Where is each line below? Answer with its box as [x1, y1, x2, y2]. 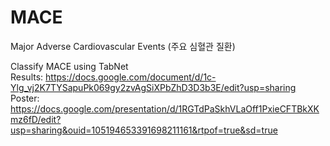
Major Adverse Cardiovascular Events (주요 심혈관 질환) [10, 40, 236, 52]
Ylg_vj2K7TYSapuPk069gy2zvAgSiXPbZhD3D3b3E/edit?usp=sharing [10, 81, 297, 93]
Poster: [10, 92, 40, 104]
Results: [10, 71, 44, 83]
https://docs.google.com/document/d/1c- [45, 71, 217, 83]
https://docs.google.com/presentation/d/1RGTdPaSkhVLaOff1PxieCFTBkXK [10, 102, 320, 115]
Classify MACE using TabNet [10, 60, 129, 72]
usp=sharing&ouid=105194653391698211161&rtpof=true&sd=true [10, 124, 278, 136]
